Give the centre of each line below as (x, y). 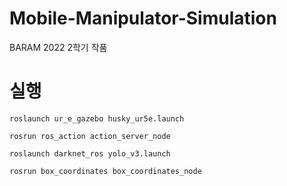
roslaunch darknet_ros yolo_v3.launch (90, 153)
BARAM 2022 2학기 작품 (58, 47)
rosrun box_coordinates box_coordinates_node (105, 171)
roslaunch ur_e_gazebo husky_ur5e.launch (97, 118)
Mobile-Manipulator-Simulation (143, 18)
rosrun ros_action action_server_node (90, 136)
